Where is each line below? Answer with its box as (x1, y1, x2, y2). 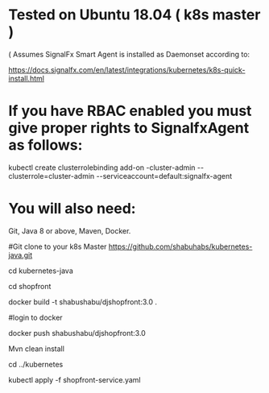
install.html (8, 73, 44, 83)
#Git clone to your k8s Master (8, 242, 107, 251)
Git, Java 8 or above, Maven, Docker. (8, 225, 131, 235)
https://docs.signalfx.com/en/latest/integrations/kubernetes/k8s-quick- (8, 64, 246, 74)
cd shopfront (8, 281, 52, 291)
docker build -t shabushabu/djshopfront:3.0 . (8, 296, 158, 307)
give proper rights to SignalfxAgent (8, 119, 250, 138)
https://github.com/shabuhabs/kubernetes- (108, 242, 253, 251)
